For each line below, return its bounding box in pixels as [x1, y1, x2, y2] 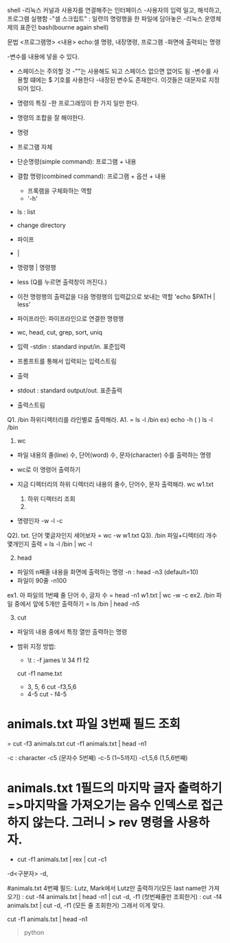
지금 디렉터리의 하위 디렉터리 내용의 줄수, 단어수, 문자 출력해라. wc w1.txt [16, 480, 214, 488]
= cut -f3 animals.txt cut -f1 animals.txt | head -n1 [7, 739, 147, 748]
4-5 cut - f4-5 [27, 690, 67, 698]
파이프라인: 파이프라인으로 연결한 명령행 [16, 315, 124, 322]
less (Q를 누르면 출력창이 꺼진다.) [16, 278, 108, 286]
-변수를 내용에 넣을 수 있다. [7, 52, 80, 61]
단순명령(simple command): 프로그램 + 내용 [16, 158, 137, 165]
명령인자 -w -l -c [16, 517, 63, 525]
